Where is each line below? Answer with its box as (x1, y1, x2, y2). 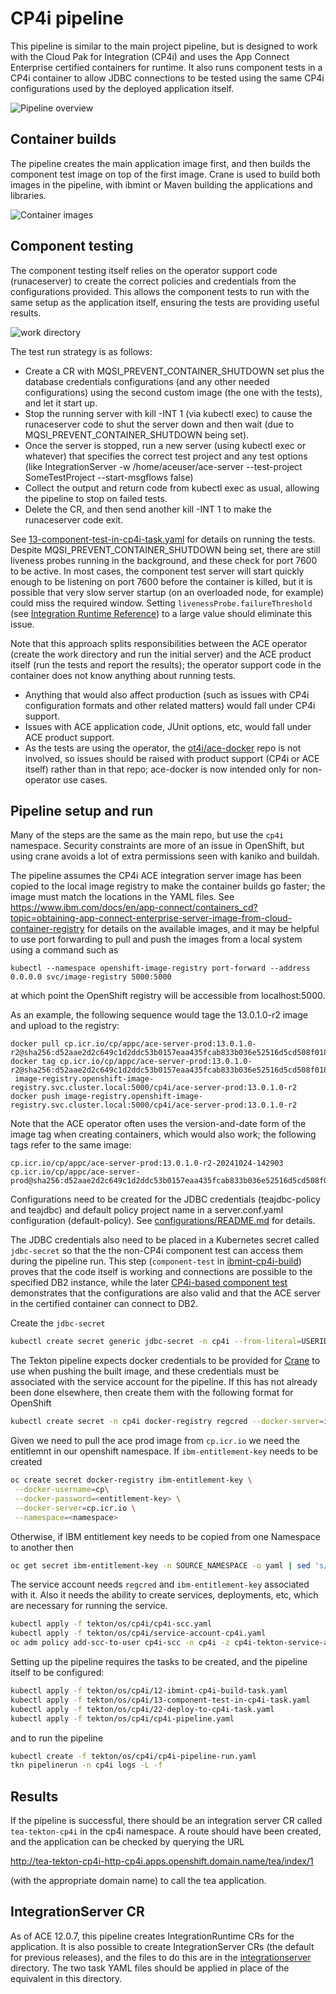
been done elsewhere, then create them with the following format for (10, 1387, 294, 1399)
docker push (10, 1092, 60, 1102)
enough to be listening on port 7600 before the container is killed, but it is (10, 575, 313, 587)
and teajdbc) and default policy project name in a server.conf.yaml (10, 1204, 284, 1216)
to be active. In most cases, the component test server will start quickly (10, 565, 305, 577)
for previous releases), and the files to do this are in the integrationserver (10, 1951, 312, 1963)
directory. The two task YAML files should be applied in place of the (10, 1962, 290, 1974)
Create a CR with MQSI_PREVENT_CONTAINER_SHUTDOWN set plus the (24, 365, 325, 377)
